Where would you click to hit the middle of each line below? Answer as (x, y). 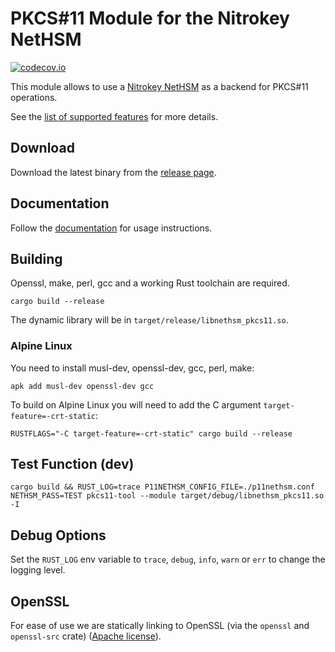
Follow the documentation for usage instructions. (111, 228)
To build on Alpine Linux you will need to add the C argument (136, 404)
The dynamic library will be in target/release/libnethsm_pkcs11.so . (149, 320)
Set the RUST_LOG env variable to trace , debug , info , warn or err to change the (168, 559)
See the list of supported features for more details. (114, 116)
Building (36, 258)
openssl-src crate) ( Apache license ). (86, 636)
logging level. (38, 570)
